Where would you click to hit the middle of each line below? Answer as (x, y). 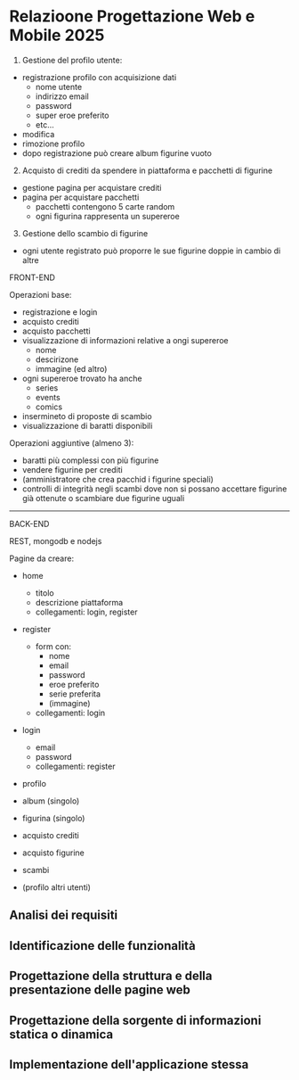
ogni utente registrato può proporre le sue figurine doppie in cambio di (151, 251)
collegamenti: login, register (86, 612)
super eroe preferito (72, 115)
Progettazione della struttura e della (111, 976)
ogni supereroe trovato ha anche (82, 378)
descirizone (57, 359)
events (48, 397)
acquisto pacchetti (56, 331)
